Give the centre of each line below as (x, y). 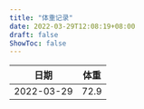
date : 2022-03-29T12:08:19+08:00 (72, 26)
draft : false (34, 35)
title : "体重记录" (42, 18)
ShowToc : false (38, 43)
